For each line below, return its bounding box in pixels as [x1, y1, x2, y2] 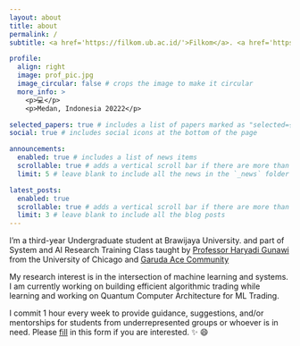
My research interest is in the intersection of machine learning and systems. [9, 272, 288, 283]
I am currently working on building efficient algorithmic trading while [9, 281, 261, 291]
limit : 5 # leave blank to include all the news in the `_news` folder [17, 169, 290, 179]
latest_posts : [9, 185, 62, 195]
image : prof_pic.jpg [17, 71, 94, 80]
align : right [17, 63, 66, 72]
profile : [9, 55, 42, 63]
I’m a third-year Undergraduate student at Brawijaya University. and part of [9, 235, 285, 246]
